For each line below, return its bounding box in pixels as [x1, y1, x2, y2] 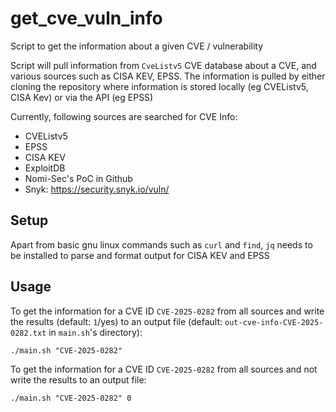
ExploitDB [24, 162, 66, 174]
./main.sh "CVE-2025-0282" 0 [10, 393, 132, 403]
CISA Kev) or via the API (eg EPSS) [10, 91, 154, 103]
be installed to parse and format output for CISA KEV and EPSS [10, 249, 270, 261]
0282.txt [10, 328, 47, 338]
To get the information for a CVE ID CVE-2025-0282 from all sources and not [10, 363, 318, 375]
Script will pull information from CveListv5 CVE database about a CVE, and [10, 59, 317, 71]
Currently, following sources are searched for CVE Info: [10, 110, 238, 122]
